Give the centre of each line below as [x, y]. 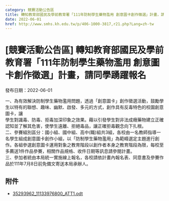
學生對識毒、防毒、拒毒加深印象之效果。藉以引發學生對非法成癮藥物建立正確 [84, 120]
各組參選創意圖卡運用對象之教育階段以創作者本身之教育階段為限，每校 [87, 145]
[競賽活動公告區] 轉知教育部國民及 [76, 50]
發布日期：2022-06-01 [29, 90]
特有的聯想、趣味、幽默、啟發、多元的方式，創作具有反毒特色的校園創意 [89, 107]
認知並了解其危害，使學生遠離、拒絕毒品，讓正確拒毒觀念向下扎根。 [76, 126]
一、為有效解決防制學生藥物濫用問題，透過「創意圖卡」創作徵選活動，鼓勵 [82, 101]
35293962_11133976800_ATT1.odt [48, 193]
